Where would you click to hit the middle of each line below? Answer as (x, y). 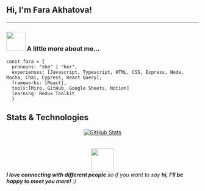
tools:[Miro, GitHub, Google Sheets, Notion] (71, 88)
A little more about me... (63, 49)
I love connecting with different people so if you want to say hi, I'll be (95, 175)
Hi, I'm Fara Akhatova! (49, 10)
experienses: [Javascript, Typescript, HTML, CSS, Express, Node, (98, 72)
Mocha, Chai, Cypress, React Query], (54, 77)
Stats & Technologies (48, 117)
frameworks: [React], (39, 83)
